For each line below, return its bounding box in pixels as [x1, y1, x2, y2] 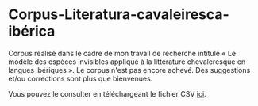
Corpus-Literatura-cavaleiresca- [8, 6, 230, 24]
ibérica [8, 22, 56, 40]
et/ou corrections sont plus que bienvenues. [8, 74, 153, 83]
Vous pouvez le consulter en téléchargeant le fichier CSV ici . [8, 89, 206, 98]
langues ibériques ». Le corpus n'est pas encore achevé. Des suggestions [8, 65, 251, 74]
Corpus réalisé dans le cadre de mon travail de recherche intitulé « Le [8, 48, 237, 58]
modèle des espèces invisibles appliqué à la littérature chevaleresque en [8, 57, 246, 66]
